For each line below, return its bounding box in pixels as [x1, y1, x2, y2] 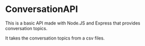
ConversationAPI [5, 3, 78, 15]
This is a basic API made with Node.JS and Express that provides [5, 20, 140, 26]
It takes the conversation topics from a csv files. [5, 35, 105, 41]
